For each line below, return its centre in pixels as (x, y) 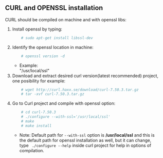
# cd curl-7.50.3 (38, 112)
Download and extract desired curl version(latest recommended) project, (85, 76)
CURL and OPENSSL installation (54, 8)
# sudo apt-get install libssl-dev (57, 38)
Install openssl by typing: (37, 29)
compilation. (32, 150)
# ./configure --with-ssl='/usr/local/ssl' (66, 117)
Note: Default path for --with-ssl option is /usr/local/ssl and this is (87, 135)
